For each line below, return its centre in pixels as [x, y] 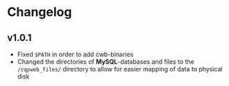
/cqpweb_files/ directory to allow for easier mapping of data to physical [120, 69]
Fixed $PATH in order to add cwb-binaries [75, 54]
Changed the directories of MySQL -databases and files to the [105, 62]
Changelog [40, 12]
